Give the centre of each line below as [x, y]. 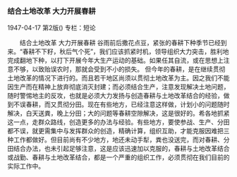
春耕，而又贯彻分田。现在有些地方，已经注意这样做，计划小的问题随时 [128, 104]
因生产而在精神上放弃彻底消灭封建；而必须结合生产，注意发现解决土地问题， [119, 87]
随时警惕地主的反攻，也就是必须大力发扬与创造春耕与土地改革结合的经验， [115, 96]
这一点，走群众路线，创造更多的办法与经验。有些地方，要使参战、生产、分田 [119, 122]
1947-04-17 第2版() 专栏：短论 [52, 28]
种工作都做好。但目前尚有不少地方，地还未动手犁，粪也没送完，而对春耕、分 [119, 140]
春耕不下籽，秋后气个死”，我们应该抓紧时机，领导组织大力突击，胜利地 [126, 51]
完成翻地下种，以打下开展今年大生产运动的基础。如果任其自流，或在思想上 [115, 61]
